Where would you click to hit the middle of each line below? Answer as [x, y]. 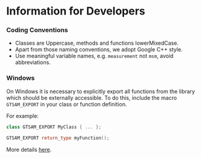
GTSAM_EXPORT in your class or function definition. [67, 104]
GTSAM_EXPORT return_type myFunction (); [58, 138]
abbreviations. [33, 62]
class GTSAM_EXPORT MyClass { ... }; [54, 127]
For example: [23, 115]
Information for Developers [76, 11]
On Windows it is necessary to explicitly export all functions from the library [101, 91]
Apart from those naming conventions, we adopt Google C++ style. [99, 50]
